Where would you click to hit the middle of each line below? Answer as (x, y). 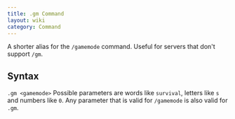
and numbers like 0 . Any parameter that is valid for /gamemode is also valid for (117, 100)
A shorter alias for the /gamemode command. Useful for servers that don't (111, 47)
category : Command (34, 27)
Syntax (23, 76)
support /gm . (25, 54)
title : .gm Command (36, 14)
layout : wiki (26, 20)
